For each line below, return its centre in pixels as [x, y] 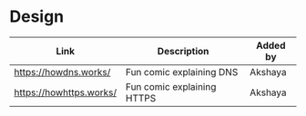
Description [183, 51]
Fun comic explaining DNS [182, 72]
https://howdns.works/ [62, 72]
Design [37, 17]
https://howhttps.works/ [65, 92]
